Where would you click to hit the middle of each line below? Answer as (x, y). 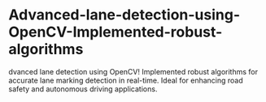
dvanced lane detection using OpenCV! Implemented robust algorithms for (133, 71)
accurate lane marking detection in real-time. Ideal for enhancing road (126, 80)
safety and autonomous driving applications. (83, 89)
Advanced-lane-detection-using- (124, 15)
